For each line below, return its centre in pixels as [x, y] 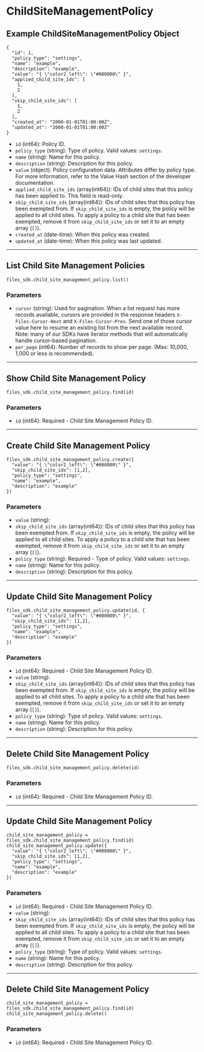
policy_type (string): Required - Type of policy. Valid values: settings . [103, 559]
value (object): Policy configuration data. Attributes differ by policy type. [105, 170]
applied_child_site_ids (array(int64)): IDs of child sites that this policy [104, 189]
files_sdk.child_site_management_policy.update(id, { [76, 611]
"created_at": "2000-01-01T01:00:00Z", [62, 122]
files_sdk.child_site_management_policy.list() [68, 280]
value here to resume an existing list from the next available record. [99, 328]
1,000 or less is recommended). [55, 353]
